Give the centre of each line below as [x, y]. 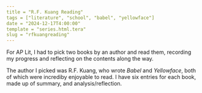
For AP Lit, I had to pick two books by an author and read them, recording [99, 52]
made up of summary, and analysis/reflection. [64, 84]
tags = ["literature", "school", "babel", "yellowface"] [80, 18]
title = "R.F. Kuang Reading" [45, 12]
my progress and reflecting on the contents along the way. [80, 59]
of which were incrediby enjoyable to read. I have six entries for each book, [101, 77]
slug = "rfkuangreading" [38, 35]
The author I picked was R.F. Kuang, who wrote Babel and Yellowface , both [101, 70]
